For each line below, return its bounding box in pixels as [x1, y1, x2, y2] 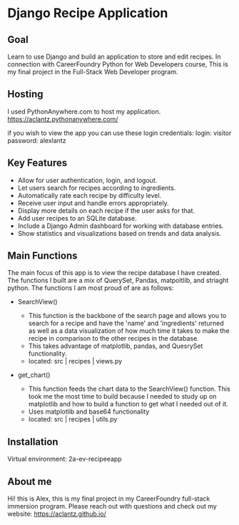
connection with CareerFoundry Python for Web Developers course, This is [7, 60, 228, 69]
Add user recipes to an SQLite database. [17, 214, 137, 222]
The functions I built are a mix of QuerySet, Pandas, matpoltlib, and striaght [7, 276, 229, 285]
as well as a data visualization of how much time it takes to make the [28, 326, 230, 335]
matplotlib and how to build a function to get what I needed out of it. [28, 400, 228, 409]
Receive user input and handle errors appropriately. [17, 199, 169, 207]
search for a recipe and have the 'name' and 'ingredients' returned [28, 319, 224, 328]
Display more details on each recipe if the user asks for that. [17, 206, 195, 215]
